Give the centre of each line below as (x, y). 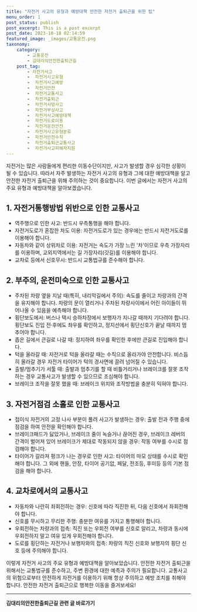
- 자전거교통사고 (45, 93)
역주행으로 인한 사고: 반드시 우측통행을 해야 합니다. (72, 223)
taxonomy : (18, 45)
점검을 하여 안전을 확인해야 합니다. (54, 426)
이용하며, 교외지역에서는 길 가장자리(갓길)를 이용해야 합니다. (89, 253)
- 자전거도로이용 (45, 121)
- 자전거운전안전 (45, 126)
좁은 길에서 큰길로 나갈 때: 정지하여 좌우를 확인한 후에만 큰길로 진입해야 (96, 340)
